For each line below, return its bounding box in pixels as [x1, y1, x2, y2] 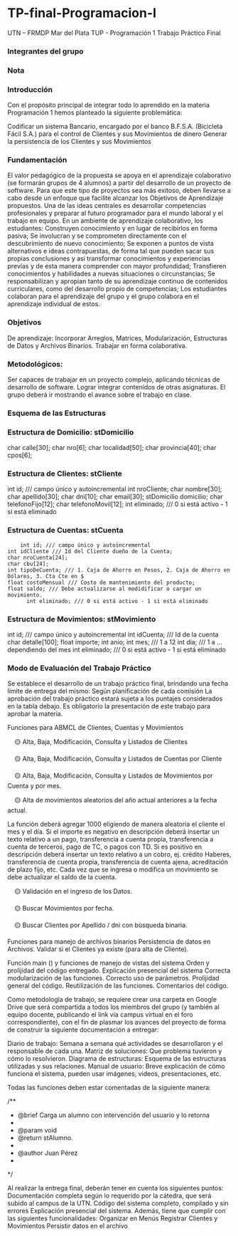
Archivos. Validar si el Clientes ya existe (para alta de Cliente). [7, 945, 189, 953]
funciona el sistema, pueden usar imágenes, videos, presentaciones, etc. [7, 1069, 222, 1078]
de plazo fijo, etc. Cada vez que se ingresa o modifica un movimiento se [7, 865, 219, 874]
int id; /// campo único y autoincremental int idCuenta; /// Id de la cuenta [7, 630, 219, 639]
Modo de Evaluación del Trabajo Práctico [7, 664, 151, 673]
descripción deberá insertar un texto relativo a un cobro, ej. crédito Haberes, [7, 850, 232, 859]
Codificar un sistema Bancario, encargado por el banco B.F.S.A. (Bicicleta [7, 122, 223, 131]
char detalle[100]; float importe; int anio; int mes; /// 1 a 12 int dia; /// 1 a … [7, 638, 222, 646]
